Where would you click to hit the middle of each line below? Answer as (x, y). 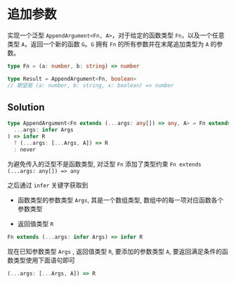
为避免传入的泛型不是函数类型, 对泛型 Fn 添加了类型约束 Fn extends (104, 164)
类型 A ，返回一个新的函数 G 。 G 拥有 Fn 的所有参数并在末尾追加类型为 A (108, 44)
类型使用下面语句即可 (44, 260)
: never (25, 149)
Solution (26, 107)
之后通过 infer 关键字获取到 (48, 185)
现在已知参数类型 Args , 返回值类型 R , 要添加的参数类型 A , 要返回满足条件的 (115, 251)
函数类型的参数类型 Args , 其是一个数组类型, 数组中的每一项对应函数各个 (120, 200)
